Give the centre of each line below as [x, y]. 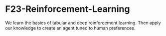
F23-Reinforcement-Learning [68, 9]
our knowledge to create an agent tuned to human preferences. [70, 28]
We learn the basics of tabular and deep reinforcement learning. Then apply [83, 23]
